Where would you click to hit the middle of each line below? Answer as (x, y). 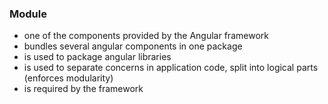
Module (28, 14)
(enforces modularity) (68, 78)
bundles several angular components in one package (133, 46)
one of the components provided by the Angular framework (146, 36)
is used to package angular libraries (97, 57)
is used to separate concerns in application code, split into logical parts (171, 68)
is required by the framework (83, 89)
